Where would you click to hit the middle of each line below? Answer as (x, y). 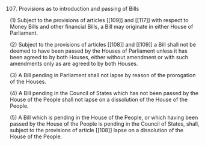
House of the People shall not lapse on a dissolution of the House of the (99, 99)
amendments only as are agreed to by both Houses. (74, 63)
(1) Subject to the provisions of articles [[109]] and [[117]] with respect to (99, 20)
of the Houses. (28, 81)
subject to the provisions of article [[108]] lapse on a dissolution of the (97, 130)
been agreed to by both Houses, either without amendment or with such (99, 57)
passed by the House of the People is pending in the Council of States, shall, (105, 124)
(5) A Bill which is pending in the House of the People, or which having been (104, 117)
